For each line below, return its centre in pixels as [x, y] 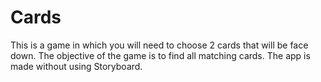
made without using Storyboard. [76, 66]
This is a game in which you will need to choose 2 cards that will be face [159, 45]
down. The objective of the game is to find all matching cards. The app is [160, 55]
